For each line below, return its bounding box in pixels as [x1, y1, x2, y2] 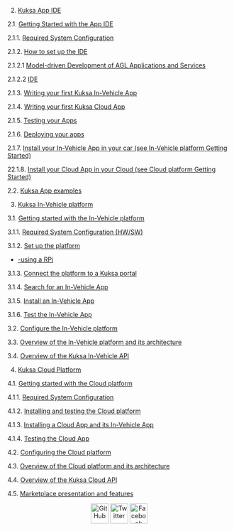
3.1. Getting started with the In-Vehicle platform [7, 214, 145, 222]
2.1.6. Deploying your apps [7, 130, 85, 138]
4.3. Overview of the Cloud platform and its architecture [7, 462, 170, 470]
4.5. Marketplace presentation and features [7, 490, 134, 498]
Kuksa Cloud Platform [17, 365, 82, 374]
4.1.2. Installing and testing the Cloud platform [7, 407, 141, 415]
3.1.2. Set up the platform [7, 242, 80, 250]
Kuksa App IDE [17, 6, 62, 14]
